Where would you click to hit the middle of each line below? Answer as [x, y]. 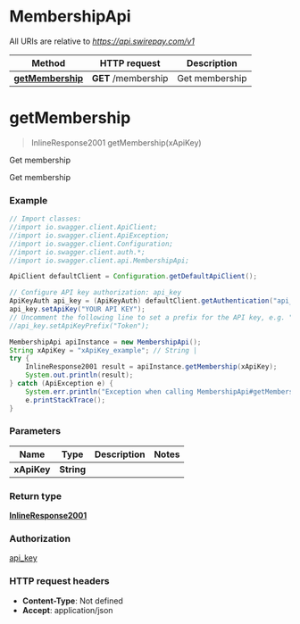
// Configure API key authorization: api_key [95, 293]
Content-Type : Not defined [72, 601]
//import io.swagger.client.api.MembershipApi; [100, 261]
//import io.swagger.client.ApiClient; [83, 228]
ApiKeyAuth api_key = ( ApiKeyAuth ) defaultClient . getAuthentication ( [142, 301]
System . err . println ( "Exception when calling [109, 391]
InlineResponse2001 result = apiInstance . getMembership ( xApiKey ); [151, 367]
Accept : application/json [67, 610]
